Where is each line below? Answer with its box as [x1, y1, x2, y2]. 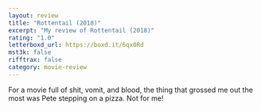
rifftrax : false [8, 56, 62, 64]
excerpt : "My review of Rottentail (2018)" [8, 26, 155, 34]
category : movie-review [8, 63, 88, 71]
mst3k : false [8, 48, 52, 56]
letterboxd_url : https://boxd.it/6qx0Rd [8, 41, 145, 49]
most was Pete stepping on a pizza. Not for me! [8, 93, 165, 103]
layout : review [8, 11, 59, 20]
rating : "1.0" [8, 33, 56, 42]
